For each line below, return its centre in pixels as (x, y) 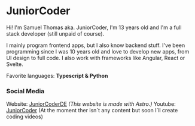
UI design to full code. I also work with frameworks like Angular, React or (96, 58)
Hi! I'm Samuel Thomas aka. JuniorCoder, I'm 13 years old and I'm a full (94, 27)
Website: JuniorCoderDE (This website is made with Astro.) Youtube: (91, 104)
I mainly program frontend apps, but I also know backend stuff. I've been (96, 45)
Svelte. (15, 64)
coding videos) (25, 116)
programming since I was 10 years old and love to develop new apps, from (98, 51)
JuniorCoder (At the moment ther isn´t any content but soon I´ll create (92, 111)
